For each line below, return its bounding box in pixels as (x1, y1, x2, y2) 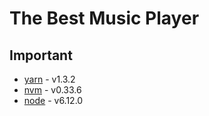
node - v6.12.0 (23, 95, 84, 106)
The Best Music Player (9, 7, 200, 30)
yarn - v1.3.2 (23, 73, 76, 85)
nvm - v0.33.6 (23, 84, 82, 96)
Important (9, 47, 73, 64)
